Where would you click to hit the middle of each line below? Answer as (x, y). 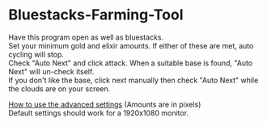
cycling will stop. (36, 54)
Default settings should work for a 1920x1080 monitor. (98, 113)
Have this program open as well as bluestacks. (86, 37)
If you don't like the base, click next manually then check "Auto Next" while (133, 80)
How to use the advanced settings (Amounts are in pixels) (105, 104)
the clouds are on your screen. (59, 88)
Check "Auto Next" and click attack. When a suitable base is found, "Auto (131, 63)
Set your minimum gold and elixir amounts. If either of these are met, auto (131, 45)
